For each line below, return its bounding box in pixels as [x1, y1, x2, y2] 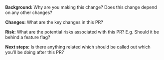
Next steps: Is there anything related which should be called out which [5, 44, 151, 49]
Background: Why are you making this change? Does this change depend [5, 4, 157, 10]
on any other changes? [5, 9, 52, 15]
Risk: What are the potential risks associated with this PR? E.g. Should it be [5, 29, 160, 34]
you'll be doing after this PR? [5, 49, 64, 55]
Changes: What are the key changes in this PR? [5, 19, 103, 25]
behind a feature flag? [5, 34, 51, 40]
